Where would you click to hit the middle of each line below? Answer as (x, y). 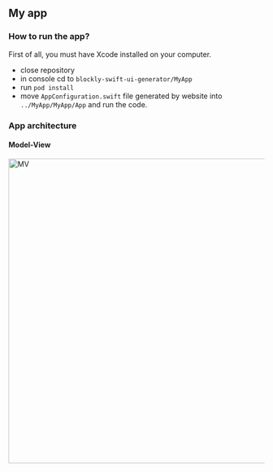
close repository (48, 70)
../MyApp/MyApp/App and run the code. (84, 104)
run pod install (47, 87)
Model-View (30, 145)
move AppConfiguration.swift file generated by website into (121, 96)
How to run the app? (49, 37)
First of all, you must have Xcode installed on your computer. (110, 54)
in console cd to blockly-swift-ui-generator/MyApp (106, 78)
